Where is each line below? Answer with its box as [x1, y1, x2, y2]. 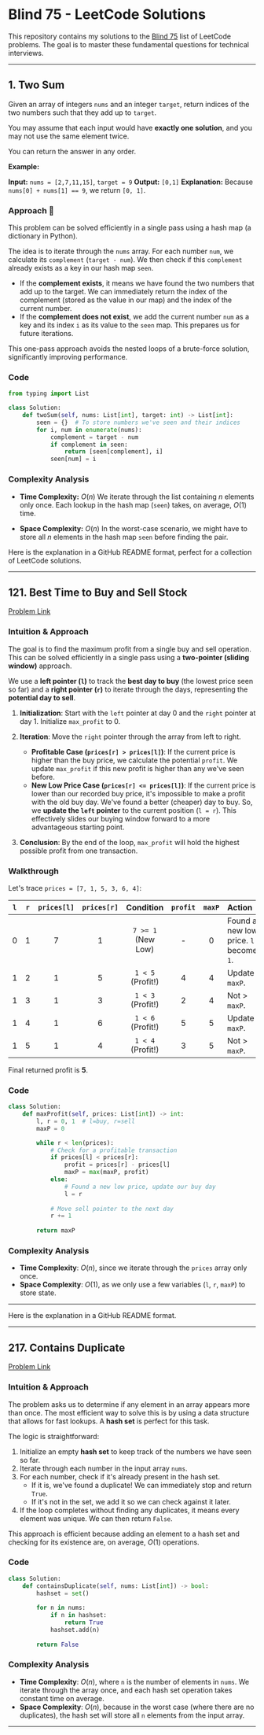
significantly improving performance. [8, 353, 128, 362]
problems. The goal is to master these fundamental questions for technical [8, 39, 250, 49]
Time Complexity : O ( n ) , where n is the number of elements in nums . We [19, 1677, 250, 1686]
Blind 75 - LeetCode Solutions [8, 6, 207, 24]
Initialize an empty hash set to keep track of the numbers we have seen [19, 1446, 252, 1456]
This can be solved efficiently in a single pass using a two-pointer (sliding [8, 652, 250, 662]
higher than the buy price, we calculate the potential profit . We [31, 755, 238, 765]
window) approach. [8, 661, 72, 670]
